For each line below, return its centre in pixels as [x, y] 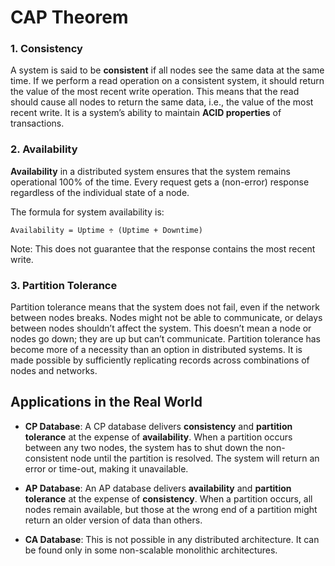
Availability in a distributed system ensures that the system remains [150, 171]
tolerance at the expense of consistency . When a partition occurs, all [168, 498]
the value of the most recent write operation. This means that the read [155, 92]
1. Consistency [46, 49]
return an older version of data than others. [113, 520]
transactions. [37, 123]
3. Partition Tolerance [64, 285]
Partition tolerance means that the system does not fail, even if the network [165, 307]
